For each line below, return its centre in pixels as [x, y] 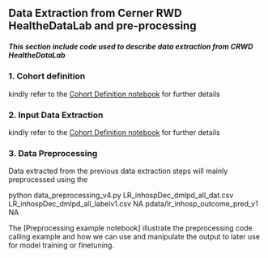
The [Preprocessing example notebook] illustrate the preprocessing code [130, 228]
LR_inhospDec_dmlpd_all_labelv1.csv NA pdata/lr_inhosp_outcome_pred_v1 [134, 204]
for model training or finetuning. [62, 245]
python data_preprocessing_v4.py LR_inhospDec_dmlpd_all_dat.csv [121, 195]
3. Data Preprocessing [53, 153]
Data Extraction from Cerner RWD [95, 13]
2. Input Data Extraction [56, 115]
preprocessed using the [48, 180]
